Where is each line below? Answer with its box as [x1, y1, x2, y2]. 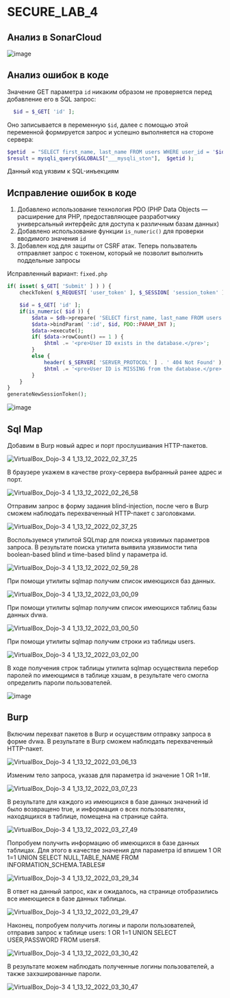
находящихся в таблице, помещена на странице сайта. [7, 812, 169, 820]
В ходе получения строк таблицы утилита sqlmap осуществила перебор [7, 663, 219, 672]
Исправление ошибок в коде [7, 187, 137, 199]
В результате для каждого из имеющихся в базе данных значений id [7, 797, 209, 806]
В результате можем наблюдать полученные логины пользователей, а [7, 962, 214, 971]
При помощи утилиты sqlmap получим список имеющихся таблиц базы [7, 603, 217, 611]
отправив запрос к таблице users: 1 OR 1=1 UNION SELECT [7, 928, 177, 936]
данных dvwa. [7, 610, 48, 619]
